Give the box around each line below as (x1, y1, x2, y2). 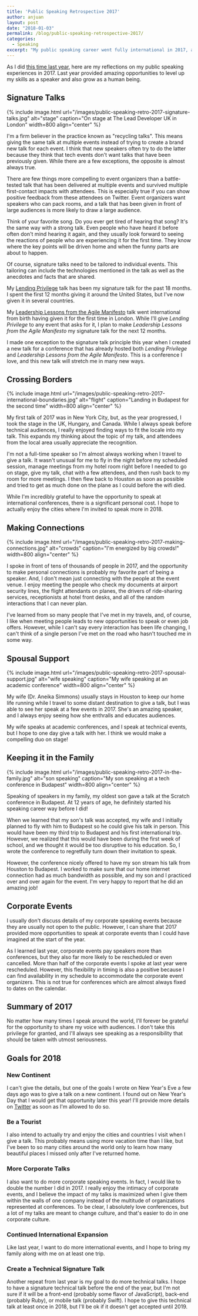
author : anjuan (6, 14, 44, 20)
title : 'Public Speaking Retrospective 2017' (6, 8, 120, 15)
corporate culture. (6, 1215, 51, 1223)
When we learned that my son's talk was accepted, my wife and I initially (6, 816, 183, 823)
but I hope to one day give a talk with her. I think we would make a (6, 730, 166, 737)
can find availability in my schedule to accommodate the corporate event (6, 972, 183, 979)
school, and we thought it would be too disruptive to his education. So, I (6, 841, 180, 849)
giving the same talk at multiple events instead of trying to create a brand (6, 138, 184, 146)
